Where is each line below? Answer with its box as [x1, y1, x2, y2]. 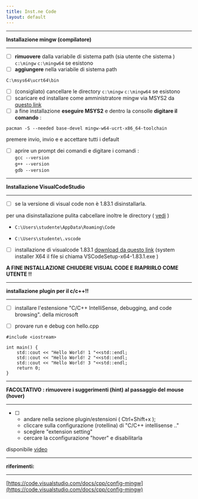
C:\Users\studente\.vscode [14, 236, 81, 242]
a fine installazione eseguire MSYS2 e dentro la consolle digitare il [14, 107, 178, 114]
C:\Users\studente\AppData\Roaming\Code [14, 224, 115, 230]
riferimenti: [6, 463, 35, 470]
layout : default [6, 14, 46, 20]
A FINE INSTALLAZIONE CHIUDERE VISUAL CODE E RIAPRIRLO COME [6, 265, 179, 271]
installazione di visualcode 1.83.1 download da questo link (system [14, 246, 175, 253]
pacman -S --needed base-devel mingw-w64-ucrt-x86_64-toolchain [6, 125, 167, 131]
